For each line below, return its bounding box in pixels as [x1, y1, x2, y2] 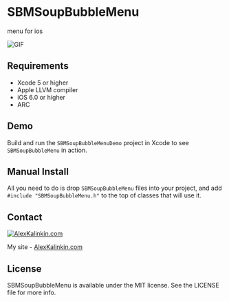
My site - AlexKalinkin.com [7, 243, 83, 251]
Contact [7, 211, 43, 223]
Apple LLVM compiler [17, 85, 78, 94]
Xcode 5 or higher [17, 78, 69, 87]
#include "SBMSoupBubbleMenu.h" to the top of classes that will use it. [7, 191, 201, 199]
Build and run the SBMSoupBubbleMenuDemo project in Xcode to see [7, 138, 189, 147]
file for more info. [7, 288, 56, 296]
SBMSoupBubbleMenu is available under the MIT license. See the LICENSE [7, 281, 220, 289]
